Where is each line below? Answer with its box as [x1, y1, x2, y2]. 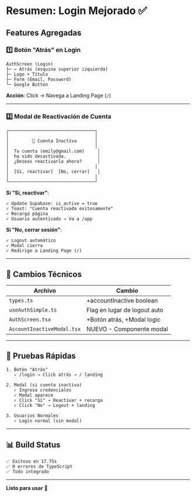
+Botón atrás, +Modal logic [86, 315, 161, 323]
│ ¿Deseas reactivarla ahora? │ [6, 159, 100, 164]
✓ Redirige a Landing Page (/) [6, 248, 82, 254]
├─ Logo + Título [6, 71, 48, 77]
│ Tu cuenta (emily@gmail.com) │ [6, 148, 100, 155]
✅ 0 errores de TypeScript [6, 464, 73, 469]
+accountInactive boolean [86, 296, 158, 304]
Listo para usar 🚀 [6, 484, 48, 491]
